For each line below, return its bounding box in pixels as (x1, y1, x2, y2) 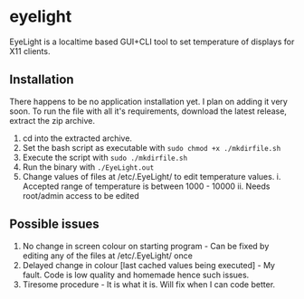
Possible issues (9, 217, 100, 232)
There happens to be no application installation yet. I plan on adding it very (9, 96, 288, 107)
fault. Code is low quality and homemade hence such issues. (22, 269, 250, 280)
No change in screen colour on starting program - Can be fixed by (22, 240, 270, 251)
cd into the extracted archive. (22, 133, 133, 144)
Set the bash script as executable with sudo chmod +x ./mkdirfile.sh (22, 142, 281, 153)
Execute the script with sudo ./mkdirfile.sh (22, 152, 188, 163)
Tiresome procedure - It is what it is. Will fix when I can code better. (22, 278, 276, 290)
